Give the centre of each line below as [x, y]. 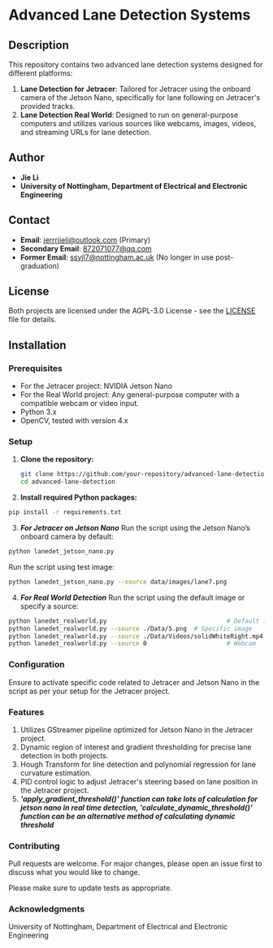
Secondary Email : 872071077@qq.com [86, 248]
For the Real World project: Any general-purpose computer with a [130, 395]
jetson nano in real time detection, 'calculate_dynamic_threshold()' [136, 807]
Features [26, 712]
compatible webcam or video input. [80, 404]
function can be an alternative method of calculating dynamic [128, 816]
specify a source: [49, 606]
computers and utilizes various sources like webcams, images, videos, [138, 123]
